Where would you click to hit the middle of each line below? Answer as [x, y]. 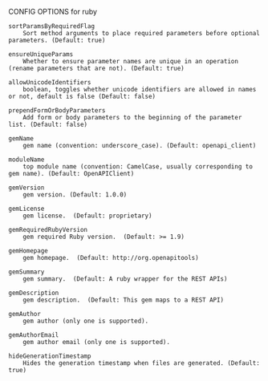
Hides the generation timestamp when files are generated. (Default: [142, 363]
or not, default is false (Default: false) [82, 96]
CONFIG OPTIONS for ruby [53, 12]
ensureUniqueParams [41, 55]
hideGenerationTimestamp [50, 356]
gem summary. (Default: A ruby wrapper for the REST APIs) [125, 279]
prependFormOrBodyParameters [57, 111]
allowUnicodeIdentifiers [50, 83]
